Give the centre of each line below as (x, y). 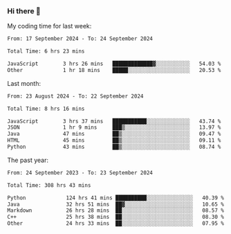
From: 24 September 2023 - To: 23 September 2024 (80, 172)
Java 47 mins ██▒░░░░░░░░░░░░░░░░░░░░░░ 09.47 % (114, 134)
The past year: (28, 160)
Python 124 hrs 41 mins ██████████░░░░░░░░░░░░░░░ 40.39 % (116, 198)
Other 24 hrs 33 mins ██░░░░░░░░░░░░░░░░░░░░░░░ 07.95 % (116, 224)
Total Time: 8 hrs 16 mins (46, 109)
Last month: (24, 83)
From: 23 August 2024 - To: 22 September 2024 (75, 96)
